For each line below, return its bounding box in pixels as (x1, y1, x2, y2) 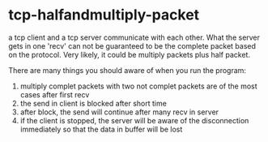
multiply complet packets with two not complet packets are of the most (19, 81, 257, 91)
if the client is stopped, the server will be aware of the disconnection (19, 115, 249, 125)
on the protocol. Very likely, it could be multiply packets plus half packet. (8, 49, 251, 59)
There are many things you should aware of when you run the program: (8, 65, 247, 75)
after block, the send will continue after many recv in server (19, 107, 219, 117)
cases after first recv (19, 89, 90, 99)
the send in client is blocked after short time (19, 98, 168, 108)
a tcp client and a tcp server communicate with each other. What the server (8, 32, 261, 42)
